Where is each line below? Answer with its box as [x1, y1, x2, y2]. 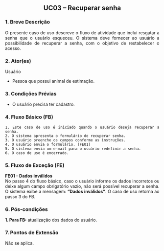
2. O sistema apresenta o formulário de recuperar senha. [5, 133, 126, 138]
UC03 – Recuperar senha [43, 4, 121, 12]
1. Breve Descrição [5, 19, 50, 25]
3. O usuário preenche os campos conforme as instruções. [5, 137, 126, 142]
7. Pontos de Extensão [5, 229, 59, 236]
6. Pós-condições [5, 205, 48, 212]
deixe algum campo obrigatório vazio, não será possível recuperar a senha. [5, 183, 160, 189]
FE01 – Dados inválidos [5, 173, 53, 179]
